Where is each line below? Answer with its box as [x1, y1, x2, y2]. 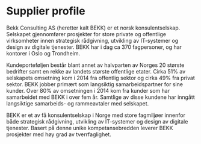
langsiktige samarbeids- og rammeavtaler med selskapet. [6, 99, 149, 107]
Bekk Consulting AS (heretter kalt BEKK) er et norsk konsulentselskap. [6, 24, 181, 31]
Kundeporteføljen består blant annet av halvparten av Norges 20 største [6, 61, 185, 69]
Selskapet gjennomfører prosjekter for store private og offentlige [6, 30, 167, 37]
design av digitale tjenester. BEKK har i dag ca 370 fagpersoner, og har [6, 43, 182, 51]
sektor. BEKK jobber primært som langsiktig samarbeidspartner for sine [6, 80, 184, 88]
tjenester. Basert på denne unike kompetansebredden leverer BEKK [6, 124, 173, 131]
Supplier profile [6, 4, 85, 18]
